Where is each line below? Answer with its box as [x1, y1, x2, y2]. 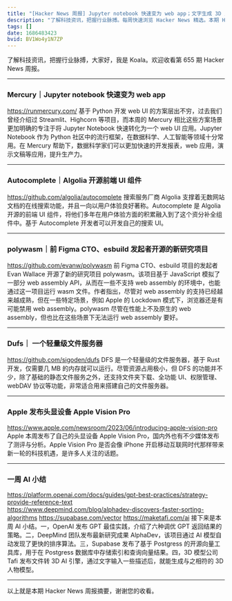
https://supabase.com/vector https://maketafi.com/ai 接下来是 [39, 513, 216, 521]
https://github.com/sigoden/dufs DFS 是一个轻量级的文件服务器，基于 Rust [7, 356, 220, 364]
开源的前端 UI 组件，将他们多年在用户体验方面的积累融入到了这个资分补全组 [7, 210, 223, 218]
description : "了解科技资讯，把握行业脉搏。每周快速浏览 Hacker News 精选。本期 [7, 17, 220, 24]
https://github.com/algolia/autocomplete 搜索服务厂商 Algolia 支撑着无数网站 [7, 192, 225, 201]
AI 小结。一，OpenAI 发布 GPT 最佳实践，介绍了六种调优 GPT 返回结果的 [14, 522, 222, 530]
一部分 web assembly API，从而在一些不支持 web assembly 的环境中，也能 [7, 278, 221, 287]
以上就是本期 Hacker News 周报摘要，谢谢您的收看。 [7, 586, 158, 595]
